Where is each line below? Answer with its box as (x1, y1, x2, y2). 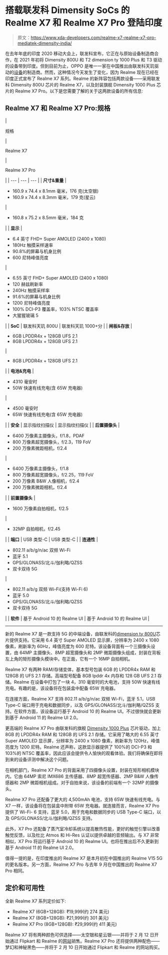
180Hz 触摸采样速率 (12, 242, 53, 248)
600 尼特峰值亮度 (12, 254, 49, 260)
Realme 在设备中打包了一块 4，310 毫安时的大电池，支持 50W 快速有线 (13, 678, 160, 685)
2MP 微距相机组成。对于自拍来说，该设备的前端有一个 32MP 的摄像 (19, 779, 159, 785)
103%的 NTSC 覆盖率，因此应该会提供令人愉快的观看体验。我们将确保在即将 (5, 750, 163, 756)
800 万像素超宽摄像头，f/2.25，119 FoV (12, 471, 94, 477)
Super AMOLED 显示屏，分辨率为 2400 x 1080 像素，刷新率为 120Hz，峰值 (5, 737, 160, 743)
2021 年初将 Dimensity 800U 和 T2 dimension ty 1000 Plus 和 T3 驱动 (19, 56, 162, 62)
